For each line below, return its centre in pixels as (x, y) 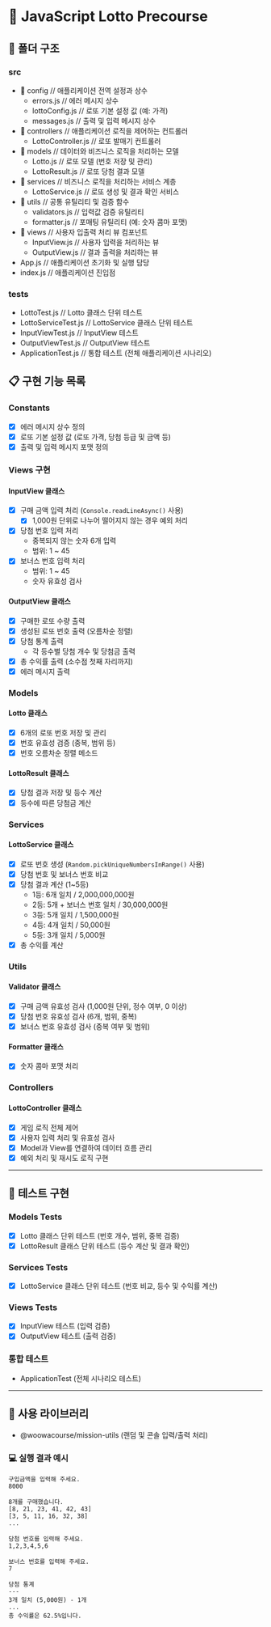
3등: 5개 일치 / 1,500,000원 (75, 914)
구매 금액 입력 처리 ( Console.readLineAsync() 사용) (102, 511)
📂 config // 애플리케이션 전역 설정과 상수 (83, 90)
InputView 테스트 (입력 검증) (65, 1326)
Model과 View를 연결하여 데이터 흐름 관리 (86, 1147)
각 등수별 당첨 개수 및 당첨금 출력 (83, 651)
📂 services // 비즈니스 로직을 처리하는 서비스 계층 (98, 181)
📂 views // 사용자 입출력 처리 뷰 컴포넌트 (84, 232)
